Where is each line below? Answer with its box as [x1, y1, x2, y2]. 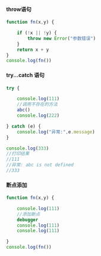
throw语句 [6, 5, 31, 13]
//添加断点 [17, 211, 40, 217]
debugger [17, 217, 39, 223]
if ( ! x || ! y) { [17, 30, 58, 36]
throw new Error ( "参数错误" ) [27, 35, 96, 41]
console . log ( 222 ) [17, 112, 60, 119]
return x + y [17, 47, 49, 53]
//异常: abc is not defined [6, 162, 74, 168]
